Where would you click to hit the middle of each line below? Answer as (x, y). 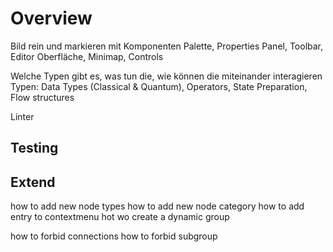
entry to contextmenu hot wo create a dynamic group (120, 217)
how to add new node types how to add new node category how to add (157, 206)
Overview (51, 18)
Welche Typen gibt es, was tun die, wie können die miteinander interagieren (166, 76)
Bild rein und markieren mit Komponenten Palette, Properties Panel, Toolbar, (167, 46)
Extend (33, 182)
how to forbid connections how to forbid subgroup (114, 236)
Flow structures (42, 97)
